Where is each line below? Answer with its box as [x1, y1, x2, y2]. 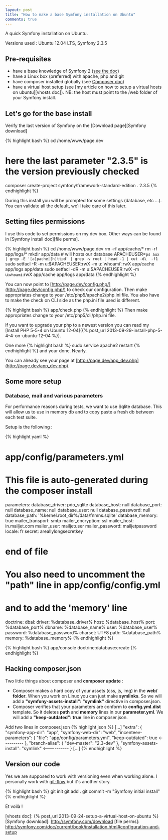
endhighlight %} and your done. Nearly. [5, 347, 87, 354]
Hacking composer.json [5, 664, 81, 673]
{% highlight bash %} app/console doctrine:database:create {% [5, 644, 137, 650]
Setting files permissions [5, 217, 85, 226]
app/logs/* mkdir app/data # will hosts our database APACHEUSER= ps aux [5, 251, 159, 257]
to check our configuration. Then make [67, 287, 147, 293]
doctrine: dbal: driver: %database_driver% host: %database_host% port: [5, 619, 155, 625]
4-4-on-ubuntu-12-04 [5, 332, 51, 339]
